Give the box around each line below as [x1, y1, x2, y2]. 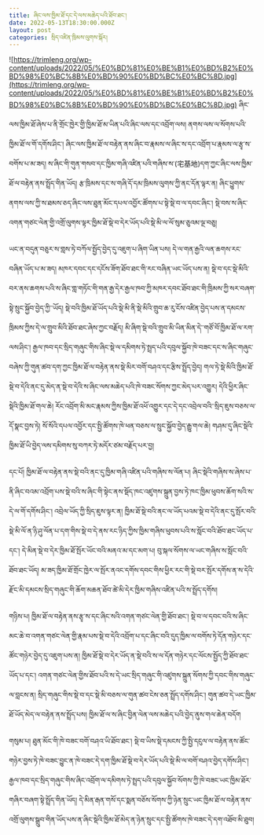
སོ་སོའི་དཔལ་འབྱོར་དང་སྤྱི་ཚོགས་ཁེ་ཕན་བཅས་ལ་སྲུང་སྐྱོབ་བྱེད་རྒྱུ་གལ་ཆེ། [42, 421, 211, 430]
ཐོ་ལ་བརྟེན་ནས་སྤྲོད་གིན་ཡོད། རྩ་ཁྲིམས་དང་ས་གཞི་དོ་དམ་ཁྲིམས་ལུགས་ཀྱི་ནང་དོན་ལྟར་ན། [9, 178, 218, 189]
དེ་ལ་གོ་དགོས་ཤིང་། [9, 507, 53, 516]
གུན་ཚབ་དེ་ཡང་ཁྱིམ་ [207, 690, 257, 700]
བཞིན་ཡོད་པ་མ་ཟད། [9, 264, 57, 273]
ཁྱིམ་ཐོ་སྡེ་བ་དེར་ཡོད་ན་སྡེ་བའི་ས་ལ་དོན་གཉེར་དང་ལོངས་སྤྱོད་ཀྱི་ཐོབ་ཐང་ [82, 651, 250, 661]
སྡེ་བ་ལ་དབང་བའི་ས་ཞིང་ [190, 612, 250, 621]
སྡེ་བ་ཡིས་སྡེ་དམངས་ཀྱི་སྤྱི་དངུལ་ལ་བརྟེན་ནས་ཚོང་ [134, 736, 251, 746]
